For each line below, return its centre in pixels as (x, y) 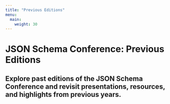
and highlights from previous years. (63, 94)
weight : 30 (26, 24)
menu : (11, 15)
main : (16, 19)
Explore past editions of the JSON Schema (74, 78)
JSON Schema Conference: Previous (85, 49)
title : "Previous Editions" (35, 10)
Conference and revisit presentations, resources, (85, 86)
